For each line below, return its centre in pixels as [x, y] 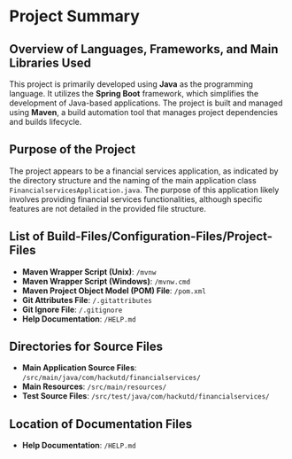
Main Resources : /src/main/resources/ [94, 386]
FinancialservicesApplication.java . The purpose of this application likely [144, 190]
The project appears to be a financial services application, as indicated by [144, 171]
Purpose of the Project [73, 149]
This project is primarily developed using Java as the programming [131, 84]
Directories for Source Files [86, 347]
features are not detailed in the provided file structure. [108, 208]
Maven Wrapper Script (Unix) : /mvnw [89, 271]
